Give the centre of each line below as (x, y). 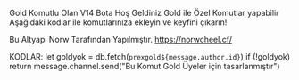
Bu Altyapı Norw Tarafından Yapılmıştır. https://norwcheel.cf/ (121, 40)
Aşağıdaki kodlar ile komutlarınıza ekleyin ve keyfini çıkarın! (118, 22)
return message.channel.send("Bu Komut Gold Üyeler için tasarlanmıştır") (145, 66)
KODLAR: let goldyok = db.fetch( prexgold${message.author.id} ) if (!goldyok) (150, 56)
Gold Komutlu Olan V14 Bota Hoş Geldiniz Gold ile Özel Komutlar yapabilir (144, 13)
